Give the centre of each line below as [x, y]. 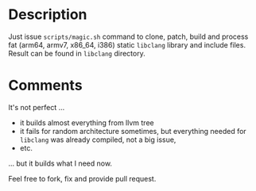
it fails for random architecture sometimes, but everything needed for [133, 131]
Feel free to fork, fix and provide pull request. [82, 178]
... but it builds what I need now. [60, 163]
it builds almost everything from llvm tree [87, 122]
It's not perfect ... [37, 107]
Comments [45, 86]
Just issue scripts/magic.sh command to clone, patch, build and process [128, 36]
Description [48, 15]
